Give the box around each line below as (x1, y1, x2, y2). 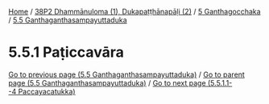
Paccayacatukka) (18, 86, 76, 96)
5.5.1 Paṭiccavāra (8, 43, 125, 62)
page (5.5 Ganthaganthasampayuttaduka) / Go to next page (8, 78, 207, 87)
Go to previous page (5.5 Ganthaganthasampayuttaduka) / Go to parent (8, 70, 246, 79)
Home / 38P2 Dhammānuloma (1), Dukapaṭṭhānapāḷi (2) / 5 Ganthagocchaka (8, 7, 261, 16)
